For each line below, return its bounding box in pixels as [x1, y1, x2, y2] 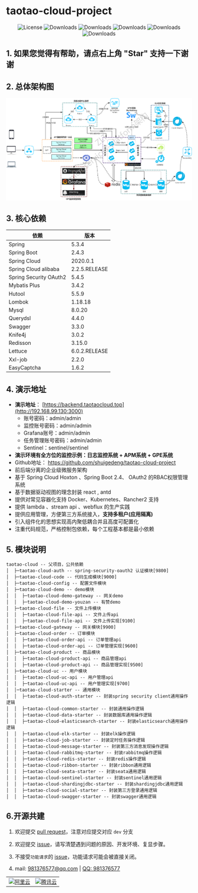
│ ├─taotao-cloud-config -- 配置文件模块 [6, 580, 107, 586]
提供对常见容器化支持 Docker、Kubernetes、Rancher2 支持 [14, 496, 159, 503]
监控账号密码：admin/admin [23, 422, 92, 429]
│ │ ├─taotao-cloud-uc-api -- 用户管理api [6, 674, 114, 680]
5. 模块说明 [6, 545, 46, 555]
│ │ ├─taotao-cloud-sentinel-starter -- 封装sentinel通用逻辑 [6, 775, 162, 781]
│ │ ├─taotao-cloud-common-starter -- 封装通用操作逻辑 [6, 706, 144, 712]
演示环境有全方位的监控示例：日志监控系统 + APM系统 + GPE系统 [14, 452, 173, 459]
